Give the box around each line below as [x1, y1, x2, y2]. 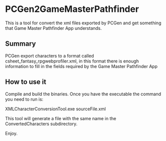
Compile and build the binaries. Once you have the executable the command [5, 91, 162, 97]
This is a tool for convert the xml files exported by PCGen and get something [5, 20, 162, 26]
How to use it [5, 78, 47, 86]
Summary [5, 40, 36, 48]
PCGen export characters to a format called [5, 53, 94, 59]
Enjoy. [5, 130, 18, 136]
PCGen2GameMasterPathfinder [5, 3, 139, 15]
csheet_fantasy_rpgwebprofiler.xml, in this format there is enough [5, 58, 139, 64]
